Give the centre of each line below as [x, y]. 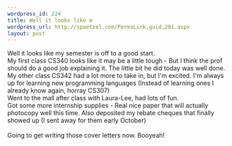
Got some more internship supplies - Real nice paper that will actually [108, 105]
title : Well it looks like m [50, 20]
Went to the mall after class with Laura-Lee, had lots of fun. [93, 98]
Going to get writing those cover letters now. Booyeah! [86, 135]
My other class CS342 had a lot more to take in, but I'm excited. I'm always [116, 76]
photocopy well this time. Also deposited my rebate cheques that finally [111, 113]
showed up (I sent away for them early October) [77, 121]
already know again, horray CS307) [59, 91]
